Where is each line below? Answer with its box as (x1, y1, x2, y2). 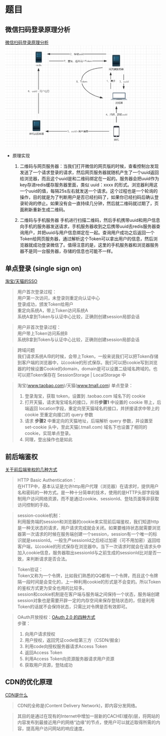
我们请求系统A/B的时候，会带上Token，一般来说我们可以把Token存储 (17, 353, 159, 359)
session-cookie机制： (17, 513, 62, 519)
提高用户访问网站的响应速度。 (26, 725, 87, 732)
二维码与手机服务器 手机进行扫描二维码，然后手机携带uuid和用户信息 (19, 217, 161, 223)
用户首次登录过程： (17, 289, 57, 295)
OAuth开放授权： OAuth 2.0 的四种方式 (17, 614, 96, 620)
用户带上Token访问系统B (17, 331, 68, 336)
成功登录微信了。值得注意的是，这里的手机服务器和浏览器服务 (33, 242, 159, 248)
